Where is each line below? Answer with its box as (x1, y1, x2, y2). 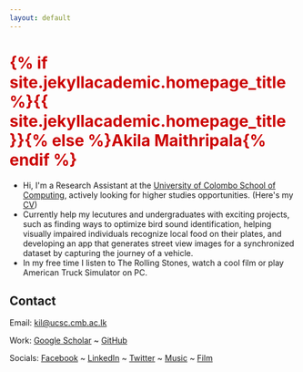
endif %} (9, 150, 77, 170)
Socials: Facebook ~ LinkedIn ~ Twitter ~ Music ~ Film (9, 353, 214, 364)
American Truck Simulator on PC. (22, 266, 148, 278)
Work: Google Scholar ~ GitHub (9, 335, 127, 346)
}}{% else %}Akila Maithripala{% (9, 129, 267, 150)
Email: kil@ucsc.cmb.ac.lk (9, 317, 107, 328)
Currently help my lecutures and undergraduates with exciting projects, (22, 209, 290, 220)
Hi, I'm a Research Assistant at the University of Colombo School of (22, 180, 276, 191)
